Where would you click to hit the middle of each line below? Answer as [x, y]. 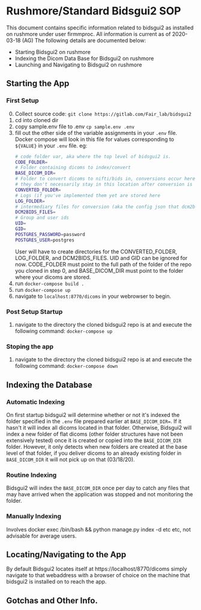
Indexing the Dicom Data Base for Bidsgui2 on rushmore [84, 58]
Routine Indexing [31, 475]
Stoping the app [30, 346]
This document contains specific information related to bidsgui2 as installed [100, 28]
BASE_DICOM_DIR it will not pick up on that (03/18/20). [70, 459]
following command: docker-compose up [64, 331]
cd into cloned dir [37, 120]
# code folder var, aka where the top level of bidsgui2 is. [93, 156]
